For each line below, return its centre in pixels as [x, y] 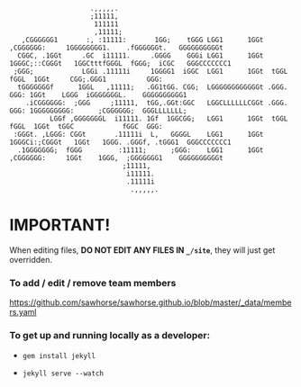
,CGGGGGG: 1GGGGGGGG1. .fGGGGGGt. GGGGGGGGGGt [116, 48]
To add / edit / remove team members [93, 283]
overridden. [31, 259]
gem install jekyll [59, 355]
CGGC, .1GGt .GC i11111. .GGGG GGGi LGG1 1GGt [141, 56]
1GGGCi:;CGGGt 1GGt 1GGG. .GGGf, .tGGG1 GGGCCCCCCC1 [120, 142]
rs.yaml [23, 312]
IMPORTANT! [60, 225]
